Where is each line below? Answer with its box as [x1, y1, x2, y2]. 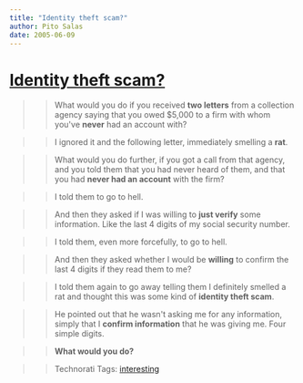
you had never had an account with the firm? [54, 174, 225, 185]
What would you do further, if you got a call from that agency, [54, 154, 285, 165]
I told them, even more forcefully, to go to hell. [54, 236, 227, 247]
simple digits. [54, 328, 105, 339]
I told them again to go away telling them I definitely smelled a [54, 282, 287, 293]
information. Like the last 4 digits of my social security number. [54, 219, 291, 230]
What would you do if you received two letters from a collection [54, 99, 295, 110]
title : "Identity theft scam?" [9, 13, 128, 23]
